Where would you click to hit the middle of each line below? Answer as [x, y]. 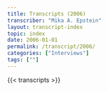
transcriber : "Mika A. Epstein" [54, 20]
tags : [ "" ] [23, 60]
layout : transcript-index [45, 27]
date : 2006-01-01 [33, 40]
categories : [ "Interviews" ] [48, 54]
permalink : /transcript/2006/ [52, 47]
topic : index [26, 34]
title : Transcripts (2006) [47, 14]
